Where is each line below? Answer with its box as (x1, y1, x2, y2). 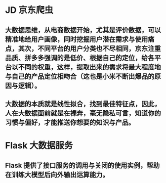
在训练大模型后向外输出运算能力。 (5, 170, 109, 179)
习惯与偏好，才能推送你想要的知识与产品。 (5, 118, 135, 127)
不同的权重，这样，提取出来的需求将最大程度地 (18, 63, 161, 71)
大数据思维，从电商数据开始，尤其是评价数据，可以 (5, 26, 161, 34)
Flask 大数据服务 (5, 140, 73, 151)
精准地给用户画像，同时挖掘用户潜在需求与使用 (5, 35, 148, 44)
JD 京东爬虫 (5, 4, 53, 16)
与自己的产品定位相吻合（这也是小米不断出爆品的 (5, 72, 155, 81)
